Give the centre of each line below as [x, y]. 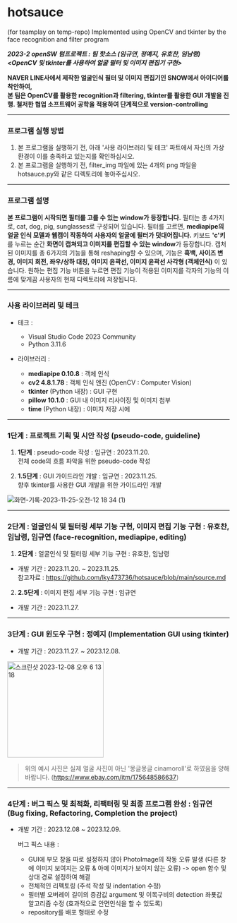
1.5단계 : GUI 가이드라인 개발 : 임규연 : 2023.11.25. [87, 476]
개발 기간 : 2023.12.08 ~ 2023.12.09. [69, 829]
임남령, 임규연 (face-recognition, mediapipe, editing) [97, 537]
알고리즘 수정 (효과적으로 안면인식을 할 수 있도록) [95, 903]
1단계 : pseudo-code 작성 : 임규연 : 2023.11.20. [84, 452]
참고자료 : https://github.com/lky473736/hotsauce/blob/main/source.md [122, 578]
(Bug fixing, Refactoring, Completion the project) [93, 813]
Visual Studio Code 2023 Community [82, 337]
